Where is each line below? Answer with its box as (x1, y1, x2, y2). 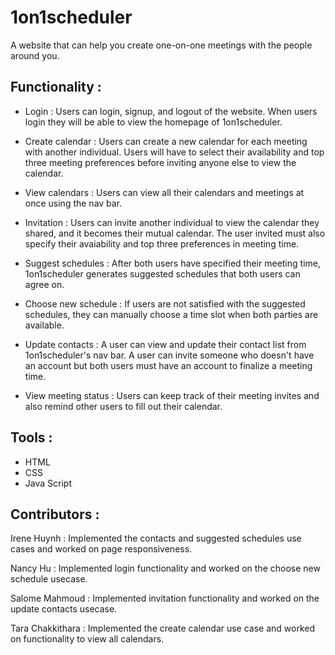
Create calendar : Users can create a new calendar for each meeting (24, 135, 308, 147)
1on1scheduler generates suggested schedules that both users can (24, 267, 301, 280)
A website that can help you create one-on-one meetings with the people (10, 39, 313, 51)
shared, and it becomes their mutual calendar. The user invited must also (24, 227, 326, 239)
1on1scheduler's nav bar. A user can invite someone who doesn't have (24, 349, 315, 361)
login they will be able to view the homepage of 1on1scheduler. (24, 116, 283, 128)
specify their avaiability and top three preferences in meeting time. (24, 237, 300, 250)
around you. (10, 49, 60, 61)
